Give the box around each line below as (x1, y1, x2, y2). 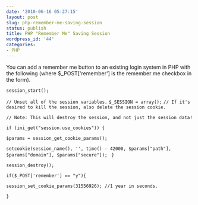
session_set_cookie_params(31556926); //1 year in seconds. (6, 183, 159, 189)
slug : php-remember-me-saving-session (6, 20, 102, 25)
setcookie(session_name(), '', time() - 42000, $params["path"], (6, 146, 171, 152)
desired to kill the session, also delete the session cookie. (6, 104, 166, 110)
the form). (6, 76, 31, 83)
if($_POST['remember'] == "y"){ (6, 172, 86, 178)
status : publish (6, 25, 46, 31)
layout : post (6, 14, 39, 20)
